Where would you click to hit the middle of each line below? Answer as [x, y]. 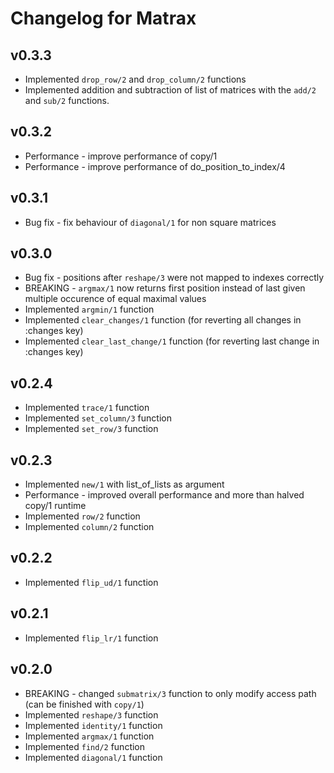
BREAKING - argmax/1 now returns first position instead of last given [165, 288]
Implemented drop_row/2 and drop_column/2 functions [135, 79]
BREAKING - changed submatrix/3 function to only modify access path [170, 693]
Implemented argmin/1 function [89, 309]
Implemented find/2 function [85, 746]
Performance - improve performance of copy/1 [121, 156]
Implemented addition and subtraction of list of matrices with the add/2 [170, 90]
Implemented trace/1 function [87, 408]
